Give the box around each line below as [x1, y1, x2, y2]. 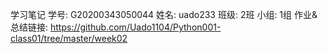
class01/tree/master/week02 [10, 33, 128, 44]
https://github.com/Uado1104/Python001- [49, 21, 222, 33]
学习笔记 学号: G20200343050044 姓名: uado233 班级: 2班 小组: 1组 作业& [10, 9, 318, 20]
